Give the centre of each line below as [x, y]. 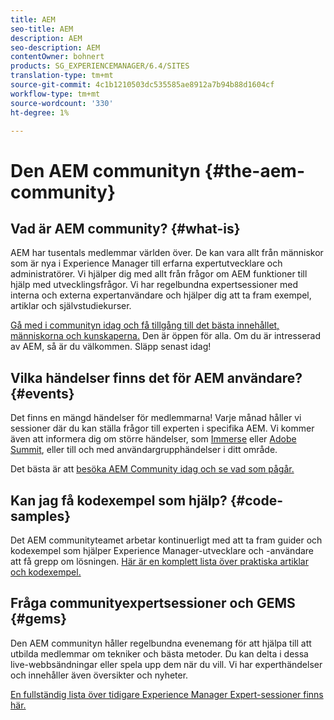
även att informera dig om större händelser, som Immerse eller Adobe [153, 439]
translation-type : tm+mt [62, 76]
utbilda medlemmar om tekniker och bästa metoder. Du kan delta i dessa [159, 653]
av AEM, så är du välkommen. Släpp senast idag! [111, 347]
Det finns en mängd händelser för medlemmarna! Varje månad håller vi [156, 418]
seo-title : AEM [42, 29]
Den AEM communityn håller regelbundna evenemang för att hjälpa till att [161, 643]
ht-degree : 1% [40, 112]
